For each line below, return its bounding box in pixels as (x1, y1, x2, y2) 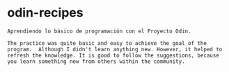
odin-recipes (7, 5, 84, 21)
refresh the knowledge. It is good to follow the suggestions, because (7, 52, 219, 59)
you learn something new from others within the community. (7, 57, 186, 65)
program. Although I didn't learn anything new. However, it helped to (7, 46, 223, 53)
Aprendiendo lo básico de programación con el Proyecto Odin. (7, 28, 191, 35)
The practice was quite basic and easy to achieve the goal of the (7, 39, 207, 46)
